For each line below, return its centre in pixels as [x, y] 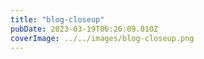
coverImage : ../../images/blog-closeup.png [102, 38]
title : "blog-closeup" [57, 19]
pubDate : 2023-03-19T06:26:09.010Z [84, 29]
